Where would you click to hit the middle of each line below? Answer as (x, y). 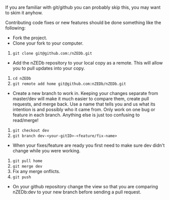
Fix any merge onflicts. (36, 171)
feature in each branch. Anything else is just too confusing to (76, 115)
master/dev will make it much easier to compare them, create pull (81, 99)
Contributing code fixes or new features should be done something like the (83, 23)
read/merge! (26, 120)
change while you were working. (47, 151)
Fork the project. (30, 38)
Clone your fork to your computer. (48, 43)
